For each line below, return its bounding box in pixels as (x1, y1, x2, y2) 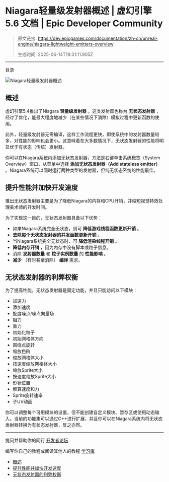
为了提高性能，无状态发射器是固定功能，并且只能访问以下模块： (5, 287, 137, 293)
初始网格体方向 (12, 336, 44, 342)
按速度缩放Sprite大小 (12, 374, 56, 380)
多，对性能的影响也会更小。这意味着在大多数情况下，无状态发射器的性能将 (5, 137, 159, 144)
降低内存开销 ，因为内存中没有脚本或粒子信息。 (12, 244, 111, 250)
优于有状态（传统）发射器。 (9, 144, 67, 150)
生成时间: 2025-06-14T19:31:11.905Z (17, 51, 93, 57)
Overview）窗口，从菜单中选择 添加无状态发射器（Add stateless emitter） (5, 161, 160, 167)
